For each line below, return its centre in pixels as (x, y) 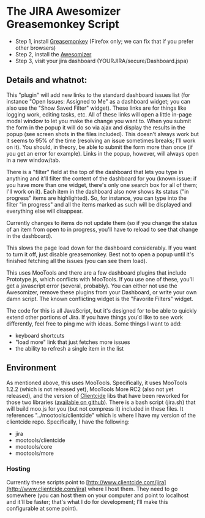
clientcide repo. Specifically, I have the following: (68, 422)
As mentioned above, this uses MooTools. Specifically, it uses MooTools (97, 383)
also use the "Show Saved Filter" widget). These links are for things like (96, 108)
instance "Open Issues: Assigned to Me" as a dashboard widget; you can (99, 101)
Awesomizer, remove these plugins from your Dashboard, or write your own (102, 292)
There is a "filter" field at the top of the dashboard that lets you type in (95, 172)
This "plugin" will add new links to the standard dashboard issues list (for (99, 95)
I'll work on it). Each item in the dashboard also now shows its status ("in (98, 191)
